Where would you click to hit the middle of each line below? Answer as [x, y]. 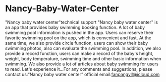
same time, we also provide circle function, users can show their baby [77, 43]
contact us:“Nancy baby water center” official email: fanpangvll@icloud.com [83, 74]
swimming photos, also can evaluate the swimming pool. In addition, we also [83, 48]
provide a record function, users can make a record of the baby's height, [79, 53]
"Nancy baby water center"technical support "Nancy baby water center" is [82, 22]
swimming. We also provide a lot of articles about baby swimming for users [82, 64]
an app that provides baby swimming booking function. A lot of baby [75, 27]
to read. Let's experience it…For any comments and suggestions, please [79, 69]
